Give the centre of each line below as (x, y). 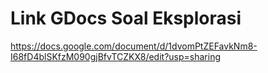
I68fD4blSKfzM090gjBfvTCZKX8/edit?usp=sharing (115, 56)
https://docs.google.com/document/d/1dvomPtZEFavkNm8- (134, 46)
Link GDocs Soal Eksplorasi (126, 18)
